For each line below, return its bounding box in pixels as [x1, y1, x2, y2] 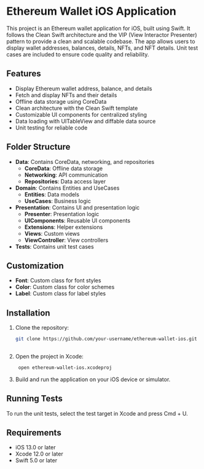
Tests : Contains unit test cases [15, 242, 94, 250]
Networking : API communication [24, 171, 108, 179]
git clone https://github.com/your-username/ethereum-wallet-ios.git [15, 336, 198, 342]
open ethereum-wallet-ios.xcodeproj [18, 364, 112, 371]
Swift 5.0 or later [15, 457, 57, 464]
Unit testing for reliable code [15, 124, 88, 131]
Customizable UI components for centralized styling [15, 110, 147, 118]
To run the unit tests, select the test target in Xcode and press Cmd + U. [6, 409, 189, 417]
